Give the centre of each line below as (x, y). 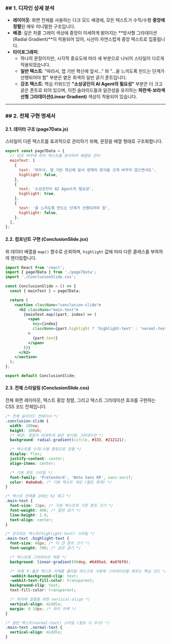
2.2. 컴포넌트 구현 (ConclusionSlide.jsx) (47, 239)
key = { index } (45, 324)
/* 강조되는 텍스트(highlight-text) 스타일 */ (50, 534)
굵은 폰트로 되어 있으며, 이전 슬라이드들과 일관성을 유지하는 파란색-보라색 (93, 90)
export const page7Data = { (35, 151)
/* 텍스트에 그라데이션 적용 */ (38, 557)
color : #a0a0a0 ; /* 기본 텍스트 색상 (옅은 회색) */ (61, 482)
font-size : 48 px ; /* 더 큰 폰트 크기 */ (50, 543)
